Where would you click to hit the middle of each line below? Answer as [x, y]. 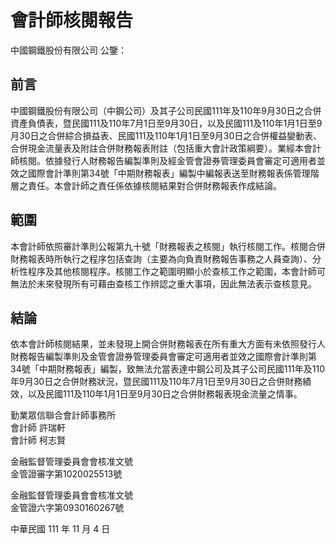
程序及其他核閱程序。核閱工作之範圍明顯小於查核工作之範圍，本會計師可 [176, 271]
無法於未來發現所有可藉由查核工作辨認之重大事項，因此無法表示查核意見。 [163, 283]
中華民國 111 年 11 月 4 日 [60, 529]
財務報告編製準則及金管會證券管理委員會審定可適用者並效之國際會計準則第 [163, 357]
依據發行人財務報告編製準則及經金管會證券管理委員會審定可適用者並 [185, 160]
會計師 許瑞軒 [38, 428]
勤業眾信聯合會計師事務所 [63, 415]
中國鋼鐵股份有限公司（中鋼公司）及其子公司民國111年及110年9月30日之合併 [166, 110]
